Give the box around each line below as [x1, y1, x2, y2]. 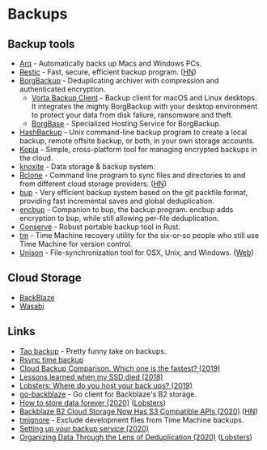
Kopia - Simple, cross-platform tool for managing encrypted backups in [19, 145, 258, 154]
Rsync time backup [19, 354, 84, 364]
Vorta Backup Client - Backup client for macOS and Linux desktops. [31, 93, 257, 102]
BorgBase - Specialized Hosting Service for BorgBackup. [31, 119, 222, 128]
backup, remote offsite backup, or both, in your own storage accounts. [19, 136, 256, 146]
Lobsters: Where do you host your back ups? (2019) [19, 380, 193, 390]
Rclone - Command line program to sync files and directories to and [19, 171, 246, 180]
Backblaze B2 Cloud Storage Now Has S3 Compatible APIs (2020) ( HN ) [19, 406, 258, 416]
